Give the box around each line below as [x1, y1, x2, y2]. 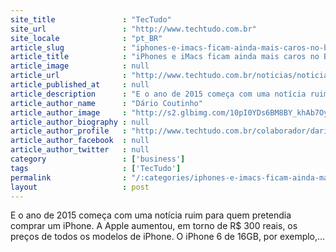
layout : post [10, 182, 150, 192]
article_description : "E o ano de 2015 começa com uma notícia [10, 89, 307, 99]
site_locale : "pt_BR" [10, 33, 163, 43]
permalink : [10, 172, 128, 183]
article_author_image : [10, 107, 128, 118]
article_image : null [10, 61, 150, 71]
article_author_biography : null [10, 117, 150, 127]
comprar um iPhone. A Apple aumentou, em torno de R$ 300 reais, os [10, 220, 298, 232]
